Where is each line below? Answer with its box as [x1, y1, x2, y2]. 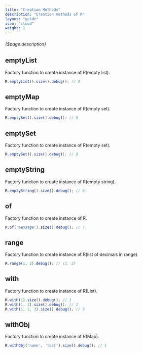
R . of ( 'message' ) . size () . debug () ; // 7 [5, 225, 85, 230]
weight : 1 [5, 26, 26, 31]
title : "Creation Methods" [5, 7, 61, 12]
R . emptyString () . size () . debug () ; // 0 [5, 188, 85, 193]
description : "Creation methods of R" [5, 12, 85, 17]
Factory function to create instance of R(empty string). [5, 179, 116, 185]
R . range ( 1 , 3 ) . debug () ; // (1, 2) [5, 261, 76, 266]
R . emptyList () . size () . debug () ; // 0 [5, 79, 80, 84]
